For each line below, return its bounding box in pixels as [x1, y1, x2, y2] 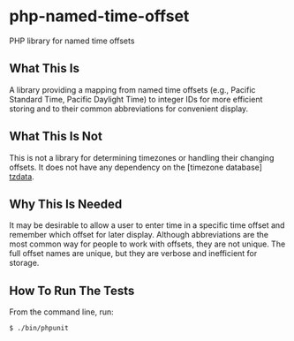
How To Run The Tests [9, 283, 135, 298]
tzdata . [9, 170, 35, 182]
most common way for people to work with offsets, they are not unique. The [9, 239, 286, 249]
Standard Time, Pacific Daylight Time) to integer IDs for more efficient [9, 94, 263, 104]
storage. [9, 258, 40, 269]
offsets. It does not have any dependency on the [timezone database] [9, 162, 263, 172]
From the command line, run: [9, 307, 115, 317]
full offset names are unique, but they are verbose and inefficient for [9, 248, 258, 259]
